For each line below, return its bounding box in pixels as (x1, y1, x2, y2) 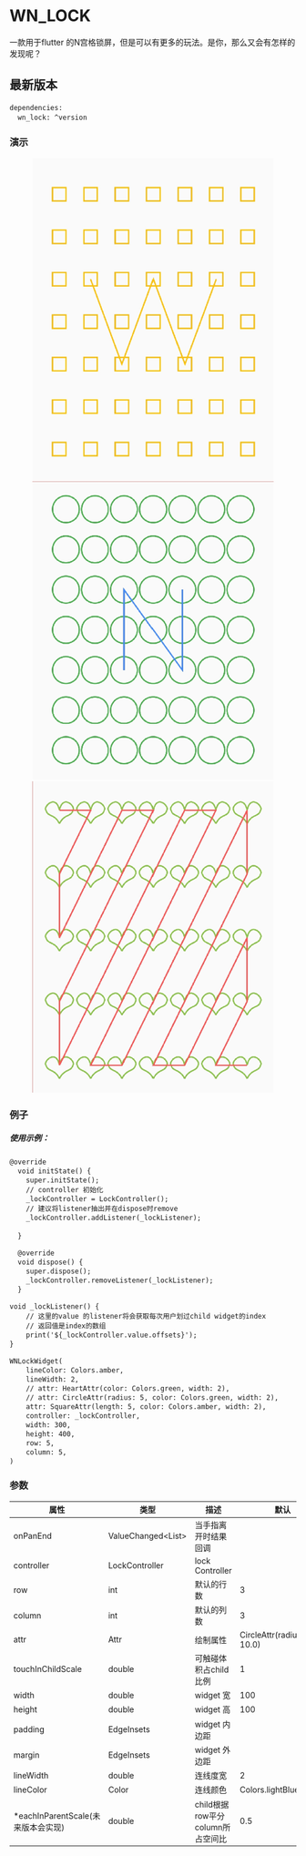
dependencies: (9, 103, 64, 112)
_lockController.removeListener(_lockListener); (25, 1276, 214, 1285)
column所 (194, 1821, 231, 1832)
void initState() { (17, 1167, 92, 1176)
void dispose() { (17, 1258, 84, 1267)
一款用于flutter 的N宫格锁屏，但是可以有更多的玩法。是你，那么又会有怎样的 (9, 36, 296, 47)
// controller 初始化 (25, 1185, 104, 1194)
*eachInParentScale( (13, 1810, 93, 1821)
